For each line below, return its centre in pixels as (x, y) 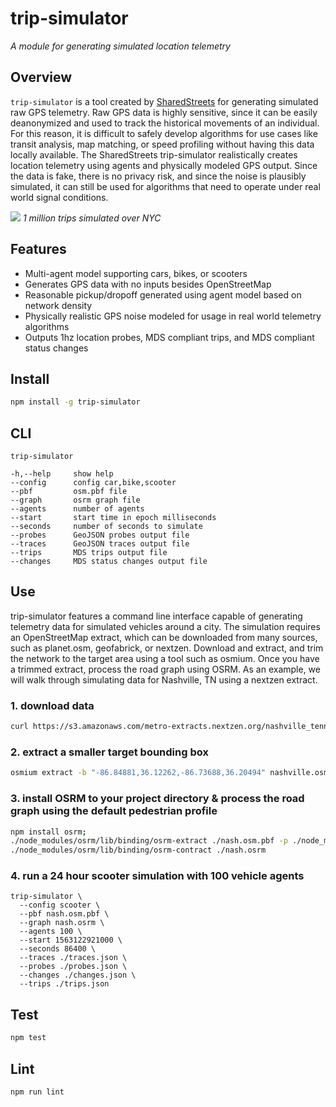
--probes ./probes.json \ (73, 967)
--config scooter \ (60, 905)
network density (58, 305)
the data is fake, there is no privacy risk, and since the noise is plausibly (158, 176)
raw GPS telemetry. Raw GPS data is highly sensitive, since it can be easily (164, 112)
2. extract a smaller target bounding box (109, 752)
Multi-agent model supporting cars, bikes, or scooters (136, 273)
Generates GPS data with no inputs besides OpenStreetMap (148, 284)
